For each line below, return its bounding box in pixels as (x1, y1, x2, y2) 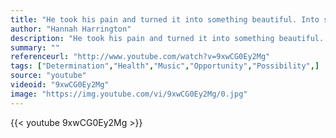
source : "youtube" (10, 71, 87, 81)
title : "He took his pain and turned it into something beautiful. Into (10, 14, 320, 25)
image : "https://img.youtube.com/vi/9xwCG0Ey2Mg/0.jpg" (10, 89, 248, 99)
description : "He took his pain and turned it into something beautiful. (10, 33, 325, 43)
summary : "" (10, 42, 60, 53)
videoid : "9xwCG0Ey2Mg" (10, 80, 110, 90)
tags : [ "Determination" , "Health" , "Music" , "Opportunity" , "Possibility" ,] (10, 61, 320, 71)
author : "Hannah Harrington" (10, 24, 132, 34)
